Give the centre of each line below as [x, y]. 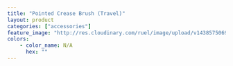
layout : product [31, 20]
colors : [18, 39]
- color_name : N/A [46, 45]
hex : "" [37, 52]
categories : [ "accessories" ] [49, 26]
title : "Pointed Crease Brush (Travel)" [67, 13]
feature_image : [29, 33]
